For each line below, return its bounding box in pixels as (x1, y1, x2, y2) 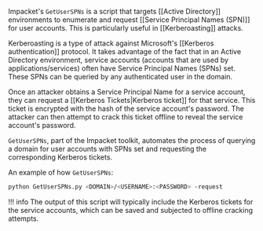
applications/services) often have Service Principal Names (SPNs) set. (8, 64, 236, 73)
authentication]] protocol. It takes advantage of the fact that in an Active (8, 47, 242, 56)
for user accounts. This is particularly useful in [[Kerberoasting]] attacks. (8, 24, 243, 32)
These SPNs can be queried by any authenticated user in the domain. (8, 72, 233, 81)
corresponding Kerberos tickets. (8, 152, 112, 162)
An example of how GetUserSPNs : (8, 168, 114, 177)
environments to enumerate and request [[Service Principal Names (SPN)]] (8, 15, 250, 24)
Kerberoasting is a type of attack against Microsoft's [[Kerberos (8, 38, 214, 48)
